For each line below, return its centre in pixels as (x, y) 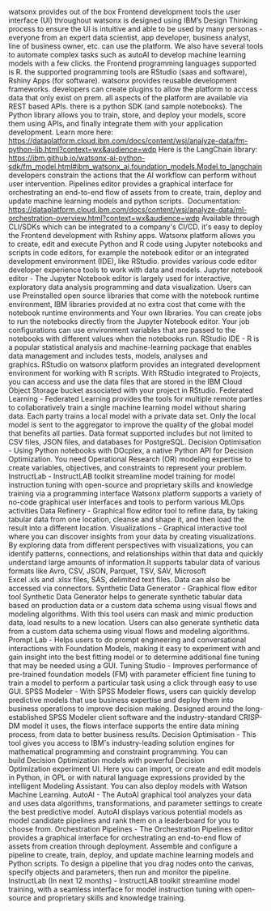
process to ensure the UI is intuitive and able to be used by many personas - (135, 29)
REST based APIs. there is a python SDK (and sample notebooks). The (125, 106)
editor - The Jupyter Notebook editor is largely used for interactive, (121, 278)
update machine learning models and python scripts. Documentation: (125, 201)
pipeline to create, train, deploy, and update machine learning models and (131, 855)
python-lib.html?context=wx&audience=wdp (83, 149)
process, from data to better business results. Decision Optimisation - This (132, 734)
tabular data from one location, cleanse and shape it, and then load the (126, 519)
